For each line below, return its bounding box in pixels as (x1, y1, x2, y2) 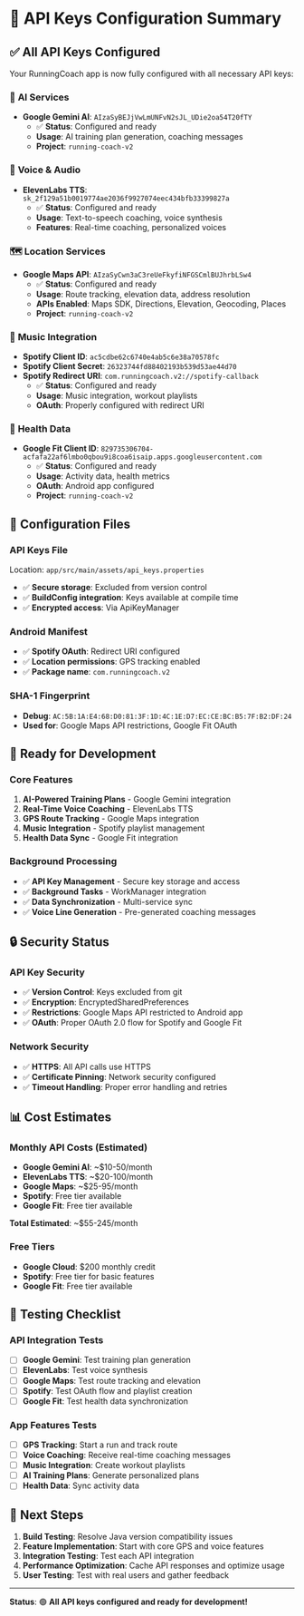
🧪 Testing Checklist (9, 1307, 121, 1322)
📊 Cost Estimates (9, 1110, 111, 1125)
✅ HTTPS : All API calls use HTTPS (22, 1061, 151, 1072)
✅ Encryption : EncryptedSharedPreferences (22, 997, 190, 1008)
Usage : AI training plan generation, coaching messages (35, 131, 243, 142)
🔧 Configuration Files (9, 516, 131, 531)
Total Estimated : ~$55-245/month (9, 1218, 138, 1229)
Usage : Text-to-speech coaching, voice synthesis (35, 212, 223, 223)
